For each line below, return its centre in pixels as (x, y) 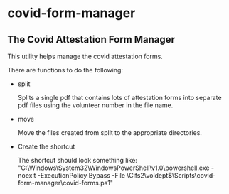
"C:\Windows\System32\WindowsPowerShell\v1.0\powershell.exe (113, 168)
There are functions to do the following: (65, 70)
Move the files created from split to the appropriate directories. (110, 133)
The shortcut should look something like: (77, 160)
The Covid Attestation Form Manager (91, 39)
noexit (27, 175)
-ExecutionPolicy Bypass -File (81, 175)
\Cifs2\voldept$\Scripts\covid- (171, 175)
